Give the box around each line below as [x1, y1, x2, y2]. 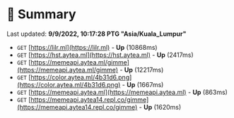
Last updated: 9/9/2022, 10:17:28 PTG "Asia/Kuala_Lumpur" [6, 29, 187, 38]
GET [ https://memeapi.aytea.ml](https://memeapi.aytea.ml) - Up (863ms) [16, 88, 228, 96]
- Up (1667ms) [122, 80, 164, 88]
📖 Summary [6, 6, 76, 22]
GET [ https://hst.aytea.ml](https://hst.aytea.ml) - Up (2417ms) [16, 51, 194, 59]
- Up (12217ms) [119, 65, 164, 74]
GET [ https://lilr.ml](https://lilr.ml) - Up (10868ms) [16, 43, 158, 51]
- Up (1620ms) [139, 103, 182, 111]
